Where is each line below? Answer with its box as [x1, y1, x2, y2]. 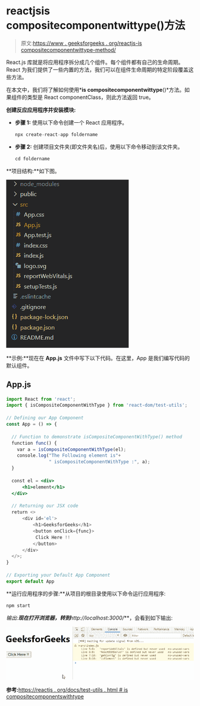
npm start [6, 602, 31, 609]
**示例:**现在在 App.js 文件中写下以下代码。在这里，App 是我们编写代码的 [6, 354, 190, 361]
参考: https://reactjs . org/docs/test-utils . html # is [6, 686, 128, 693]
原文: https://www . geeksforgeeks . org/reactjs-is [20, 39, 142, 47]
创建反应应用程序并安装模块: [6, 106, 76, 113]
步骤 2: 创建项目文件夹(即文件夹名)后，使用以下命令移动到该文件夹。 [14, 143, 183, 150]
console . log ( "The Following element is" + [17, 453, 121, 459]
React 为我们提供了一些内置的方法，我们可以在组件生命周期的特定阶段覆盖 [6, 66, 189, 73]
